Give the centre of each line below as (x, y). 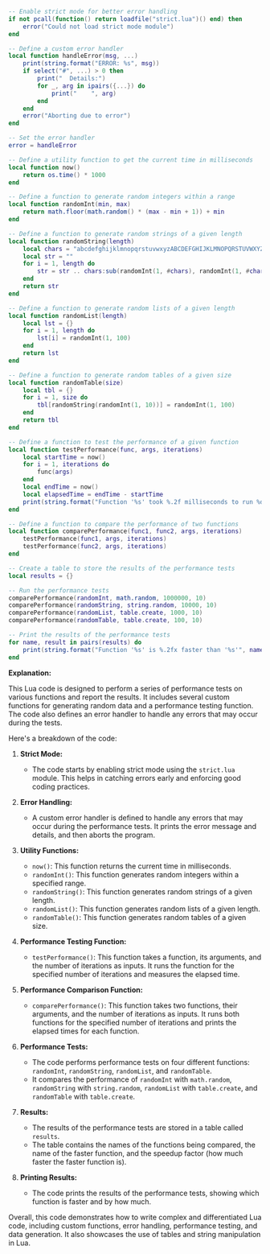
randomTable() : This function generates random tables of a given (139, 917)
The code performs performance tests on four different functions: (141, 1062)
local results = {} (41, 575)
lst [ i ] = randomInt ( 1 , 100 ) (84, 338)
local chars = (46, 249)
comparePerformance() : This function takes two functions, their (135, 1005)
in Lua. (19, 1243)
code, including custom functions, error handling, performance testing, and (133, 1225)
